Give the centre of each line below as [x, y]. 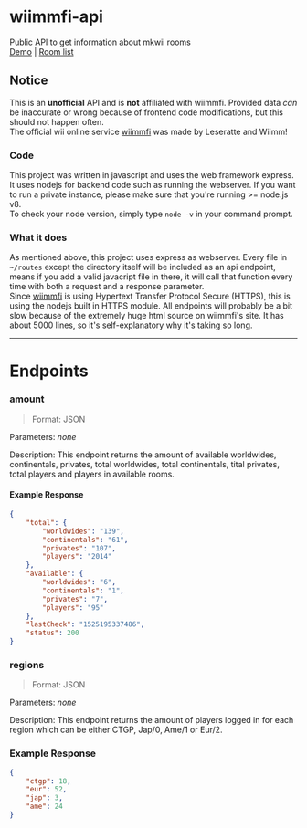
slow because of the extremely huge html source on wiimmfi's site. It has [147, 316]
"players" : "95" [73, 608]
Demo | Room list [42, 51]
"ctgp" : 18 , [48, 781]
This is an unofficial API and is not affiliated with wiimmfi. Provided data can [153, 102]
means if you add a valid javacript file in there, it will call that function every [151, 277]
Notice [29, 81]
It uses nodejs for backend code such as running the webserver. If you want [153, 185]
